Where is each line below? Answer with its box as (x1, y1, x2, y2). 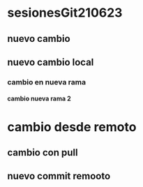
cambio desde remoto (7, 119, 137, 135)
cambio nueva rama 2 (7, 94, 71, 103)
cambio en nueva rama (7, 77, 86, 87)
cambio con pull (7, 147, 78, 158)
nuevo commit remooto (7, 170, 111, 182)
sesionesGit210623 (7, 5, 123, 21)
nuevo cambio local (7, 56, 94, 68)
